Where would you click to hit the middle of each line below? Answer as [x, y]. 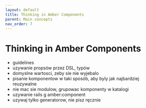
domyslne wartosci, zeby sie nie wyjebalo [55, 73]
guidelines [23, 63]
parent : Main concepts [29, 19]
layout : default [22, 10]
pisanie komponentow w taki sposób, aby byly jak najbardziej [76, 79]
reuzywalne [25, 84]
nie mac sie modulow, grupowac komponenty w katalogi [70, 89]
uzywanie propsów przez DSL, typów [51, 68]
